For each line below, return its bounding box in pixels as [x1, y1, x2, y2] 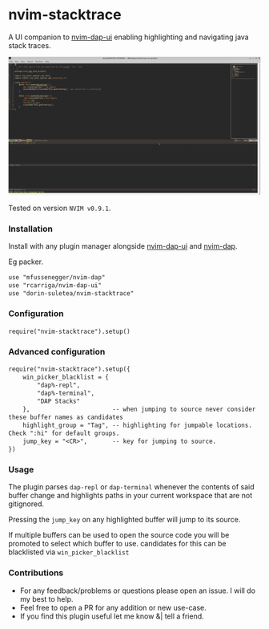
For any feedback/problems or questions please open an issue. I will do [19, 586, 256, 595]
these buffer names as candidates [8, 413, 124, 421]
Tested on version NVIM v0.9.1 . [8, 203, 111, 213]
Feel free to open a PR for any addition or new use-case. [19, 603, 207, 612]
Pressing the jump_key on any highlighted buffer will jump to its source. [8, 515, 241, 525]
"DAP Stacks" [37, 397, 81, 405]
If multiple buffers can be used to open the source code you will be [8, 530, 230, 540]
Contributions [8, 567, 64, 578]
